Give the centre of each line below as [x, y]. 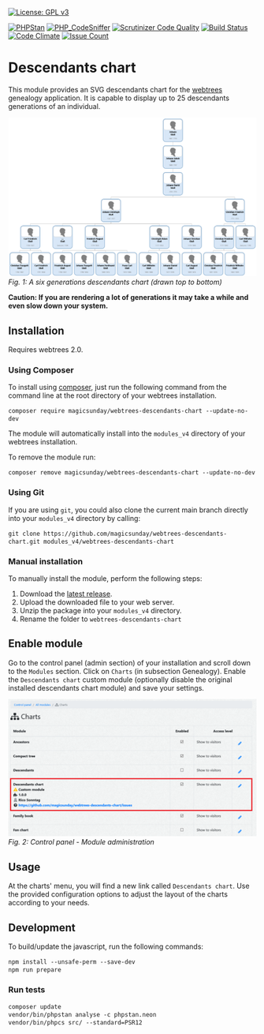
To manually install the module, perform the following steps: [105, 579]
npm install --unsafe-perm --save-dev [72, 962]
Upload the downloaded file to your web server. [97, 602]
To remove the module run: [52, 457]
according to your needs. [49, 903]
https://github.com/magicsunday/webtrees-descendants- [135, 534]
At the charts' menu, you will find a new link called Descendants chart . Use [129, 886]
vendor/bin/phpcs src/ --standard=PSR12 [76, 1023]
